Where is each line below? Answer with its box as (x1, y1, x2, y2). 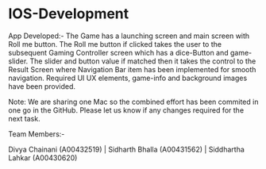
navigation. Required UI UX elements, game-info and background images (8, 73, 248, 83)
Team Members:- (8, 129, 65, 139)
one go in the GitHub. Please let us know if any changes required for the (8, 105, 245, 115)
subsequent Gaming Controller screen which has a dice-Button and (8, 48, 229, 57)
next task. (8, 113, 41, 123)
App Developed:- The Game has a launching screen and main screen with (8, 31, 250, 40)
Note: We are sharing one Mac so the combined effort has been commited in (8, 97, 259, 106)
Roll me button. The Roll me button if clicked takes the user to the (8, 39, 222, 48)
